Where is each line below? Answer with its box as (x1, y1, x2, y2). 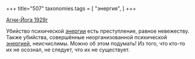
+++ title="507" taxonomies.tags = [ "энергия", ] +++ (6, 5, 136, 12)
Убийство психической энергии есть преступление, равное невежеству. (6, 27, 190, 34)
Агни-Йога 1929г (6, 16, 48, 23)
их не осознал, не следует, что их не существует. (6, 46, 130, 53)
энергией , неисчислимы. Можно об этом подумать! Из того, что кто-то (6, 40, 186, 47)
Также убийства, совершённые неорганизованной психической (6, 34, 167, 40)
